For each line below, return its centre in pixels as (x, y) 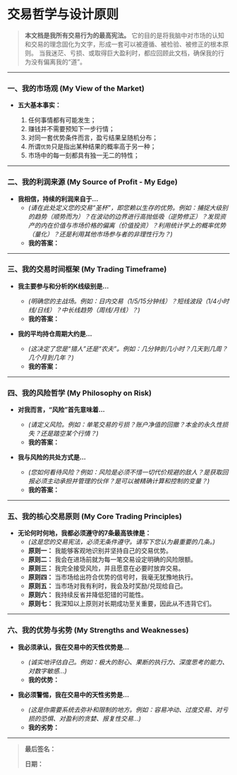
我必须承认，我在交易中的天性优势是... (73, 647)
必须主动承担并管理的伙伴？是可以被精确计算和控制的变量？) (122, 481)
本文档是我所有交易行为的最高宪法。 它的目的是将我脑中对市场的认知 (124, 35)
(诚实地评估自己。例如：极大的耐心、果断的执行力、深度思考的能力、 (128, 662)
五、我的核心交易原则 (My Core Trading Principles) (95, 517)
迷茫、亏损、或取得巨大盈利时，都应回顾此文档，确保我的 (135, 53)
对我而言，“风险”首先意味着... (61, 410)
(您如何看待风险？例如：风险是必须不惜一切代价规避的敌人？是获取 (125, 472)
